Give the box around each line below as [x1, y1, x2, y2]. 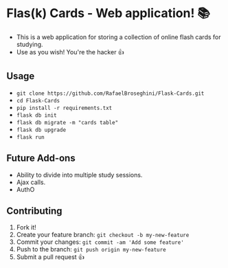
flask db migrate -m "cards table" [16, 119, 119, 126]
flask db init [16, 111, 57, 119]
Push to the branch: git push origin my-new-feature [16, 245, 166, 254]
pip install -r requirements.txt [16, 104, 113, 111]
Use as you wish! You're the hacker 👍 [16, 47, 124, 56]
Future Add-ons [6, 153, 76, 164]
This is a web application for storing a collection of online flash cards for [16, 32, 221, 41]
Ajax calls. [16, 178, 46, 186]
